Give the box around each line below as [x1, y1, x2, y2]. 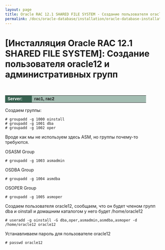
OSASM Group [5, 149, 35, 155]
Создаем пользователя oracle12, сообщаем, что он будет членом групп [5, 203, 156, 209]
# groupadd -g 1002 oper [5, 126, 56, 131]
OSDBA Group [5, 167, 34, 173]
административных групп [5, 69, 118, 80]
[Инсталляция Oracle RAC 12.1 [5, 37, 133, 49]
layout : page [5, 7, 32, 12]
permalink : [5, 16, 27, 21]
